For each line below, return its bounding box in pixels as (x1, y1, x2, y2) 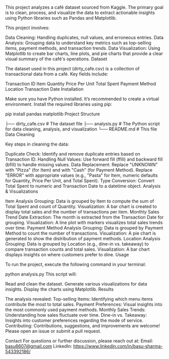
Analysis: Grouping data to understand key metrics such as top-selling (5, 40, 151, 46)
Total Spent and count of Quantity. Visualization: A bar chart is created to (5, 203, 157, 209)
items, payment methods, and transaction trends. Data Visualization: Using (5, 45, 160, 51)
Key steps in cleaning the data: (5, 141, 69, 147)
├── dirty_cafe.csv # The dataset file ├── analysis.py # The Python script (5, 121, 160, 126)
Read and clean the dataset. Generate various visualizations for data (5, 281, 147, 286)
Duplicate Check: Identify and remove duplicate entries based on (5, 151, 140, 157)
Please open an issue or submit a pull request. (5, 328, 101, 334)
